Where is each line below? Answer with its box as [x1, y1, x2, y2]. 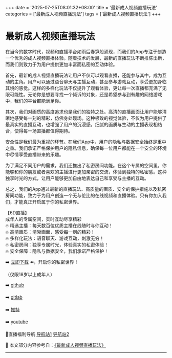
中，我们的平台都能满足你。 [5, 98, 64, 104]
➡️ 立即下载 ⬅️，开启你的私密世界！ [5, 259, 79, 265]
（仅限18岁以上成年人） [5, 271, 55, 277]
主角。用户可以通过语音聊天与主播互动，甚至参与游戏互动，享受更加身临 [14, 78, 167, 84]
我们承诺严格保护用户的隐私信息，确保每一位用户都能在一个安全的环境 [18, 145, 167, 151]
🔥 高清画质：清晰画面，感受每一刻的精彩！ [5, 229, 96, 235]
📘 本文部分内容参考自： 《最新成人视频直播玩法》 [5, 342, 106, 348]
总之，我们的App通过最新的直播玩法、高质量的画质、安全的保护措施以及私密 [5, 186, 166, 192]
